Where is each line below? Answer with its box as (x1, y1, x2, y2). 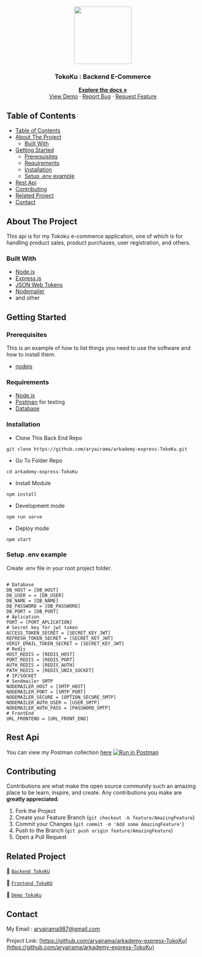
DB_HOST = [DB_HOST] (6, 587, 59, 593)
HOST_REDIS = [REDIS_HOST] (6, 651, 75, 657)
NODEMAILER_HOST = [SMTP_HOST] (6, 683, 86, 689)
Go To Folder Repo (15, 456, 63, 464)
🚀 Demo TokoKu (6, 891, 42, 899)
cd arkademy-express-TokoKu (6, 469, 78, 475)
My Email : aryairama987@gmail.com (6, 925, 100, 932)
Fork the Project (15, 808, 56, 815)
